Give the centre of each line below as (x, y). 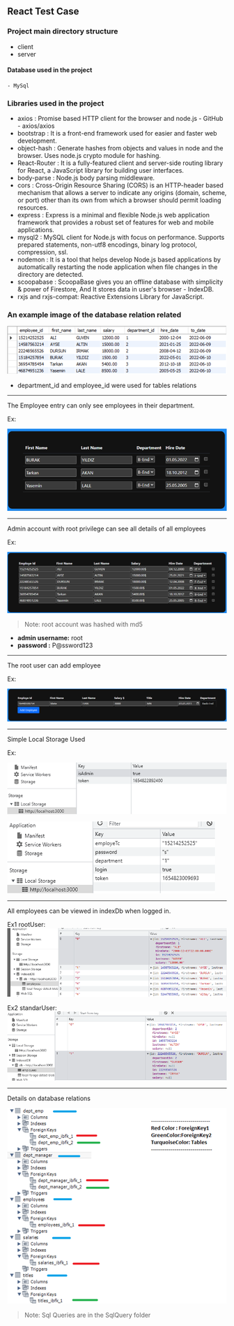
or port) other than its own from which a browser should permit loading (119, 200)
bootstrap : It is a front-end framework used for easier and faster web (117, 134)
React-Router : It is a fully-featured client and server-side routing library (120, 163)
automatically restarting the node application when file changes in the (117, 267)
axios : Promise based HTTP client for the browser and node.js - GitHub (120, 119)
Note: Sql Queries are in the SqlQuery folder (87, 1315)
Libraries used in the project (56, 103)
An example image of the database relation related (94, 315)
